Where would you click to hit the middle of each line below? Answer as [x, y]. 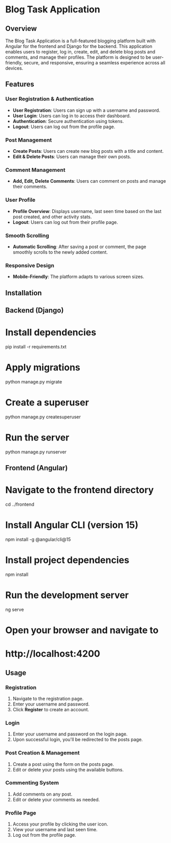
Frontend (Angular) [37, 468]
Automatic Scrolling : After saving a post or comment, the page [79, 247]
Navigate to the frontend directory [80, 490]
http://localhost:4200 [53, 654]
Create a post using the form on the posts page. [63, 764]
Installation [24, 293]
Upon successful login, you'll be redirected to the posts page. [78, 740]
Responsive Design [30, 265]
